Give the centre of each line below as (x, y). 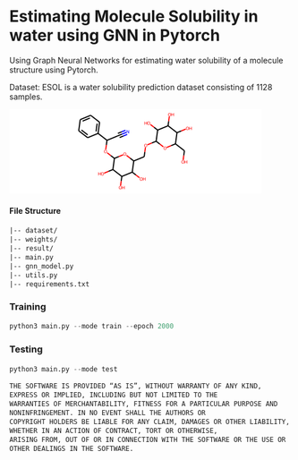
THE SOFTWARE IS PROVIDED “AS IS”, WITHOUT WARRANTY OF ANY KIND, (136, 387)
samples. (26, 97)
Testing (26, 349)
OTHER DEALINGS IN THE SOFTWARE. (72, 449)
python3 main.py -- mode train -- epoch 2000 (92, 327)
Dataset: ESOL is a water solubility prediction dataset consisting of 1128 (141, 87)
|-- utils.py (34, 276)
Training (28, 307)
